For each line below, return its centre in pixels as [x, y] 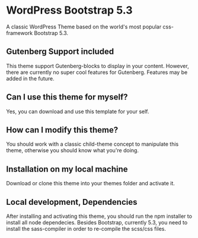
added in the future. [30, 78]
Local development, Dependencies [72, 202]
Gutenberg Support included [60, 52]
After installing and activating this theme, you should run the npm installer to [99, 216]
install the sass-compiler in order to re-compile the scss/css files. [86, 229]
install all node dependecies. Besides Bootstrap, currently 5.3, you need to [97, 222]
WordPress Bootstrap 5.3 [69, 10]
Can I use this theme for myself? [67, 97]
